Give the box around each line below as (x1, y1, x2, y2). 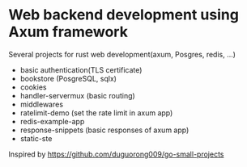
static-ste (19, 133, 53, 143)
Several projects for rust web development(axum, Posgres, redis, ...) (8, 49, 236, 59)
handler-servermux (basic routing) (19, 90, 135, 100)
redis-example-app (19, 116, 85, 126)
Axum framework (8, 23, 128, 41)
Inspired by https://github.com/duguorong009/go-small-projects (8, 149, 224, 159)
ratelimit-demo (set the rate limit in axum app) (19, 107, 173, 118)
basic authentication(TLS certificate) (19, 65, 143, 74)
